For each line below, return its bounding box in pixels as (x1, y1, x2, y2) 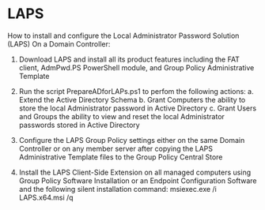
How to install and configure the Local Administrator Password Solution (7, 31, 240, 40)
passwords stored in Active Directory (18, 120, 140, 129)
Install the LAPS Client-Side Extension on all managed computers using (18, 167, 251, 177)
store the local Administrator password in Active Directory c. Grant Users (18, 103, 257, 113)
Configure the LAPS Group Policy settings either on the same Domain (18, 135, 245, 144)
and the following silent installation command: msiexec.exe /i (18, 184, 217, 193)
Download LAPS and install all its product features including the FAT (18, 54, 240, 64)
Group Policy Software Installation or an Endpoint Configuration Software (18, 175, 258, 186)
